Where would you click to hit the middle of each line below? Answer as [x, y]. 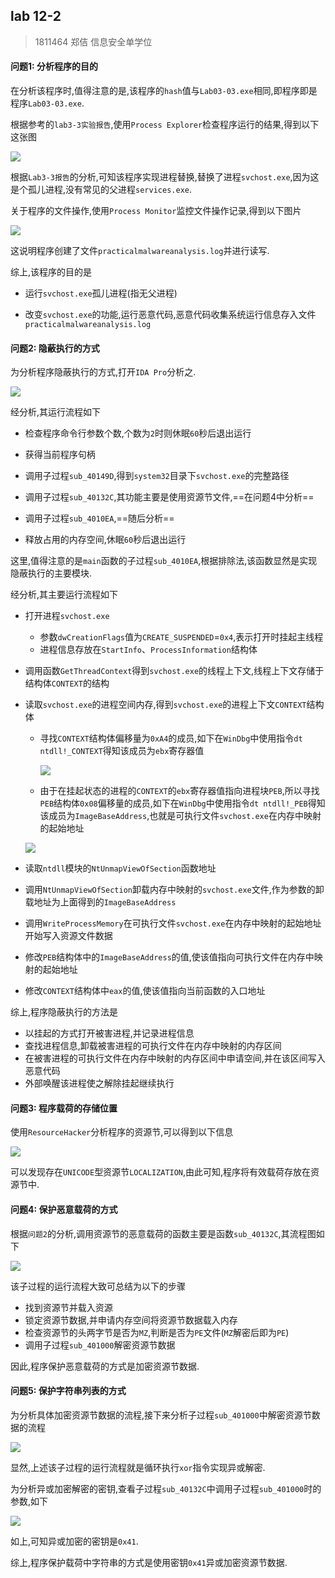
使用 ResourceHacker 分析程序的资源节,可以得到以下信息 [122, 1132]
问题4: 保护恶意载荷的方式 [64, 1210]
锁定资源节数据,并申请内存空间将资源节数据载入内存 [131, 1320]
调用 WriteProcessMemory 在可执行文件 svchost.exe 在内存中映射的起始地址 [173, 923]
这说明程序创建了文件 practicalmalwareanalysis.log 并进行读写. [140, 251]
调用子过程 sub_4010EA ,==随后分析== [99, 518]
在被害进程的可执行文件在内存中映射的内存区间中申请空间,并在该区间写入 [175, 1058]
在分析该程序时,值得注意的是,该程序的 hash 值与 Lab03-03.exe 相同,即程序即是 [164, 91]
